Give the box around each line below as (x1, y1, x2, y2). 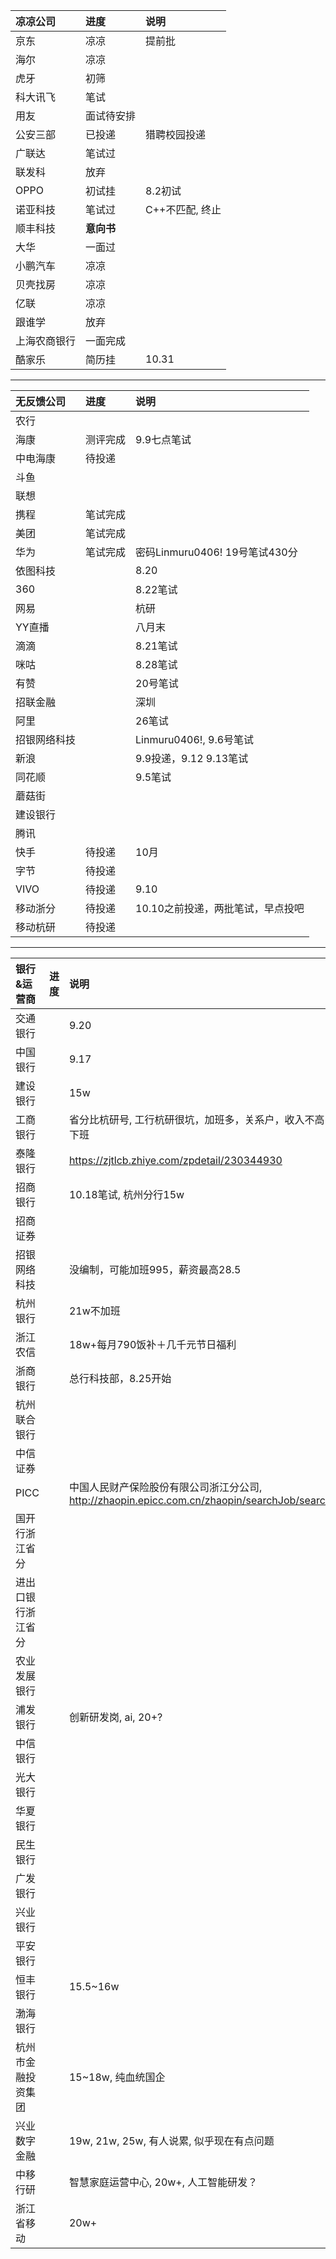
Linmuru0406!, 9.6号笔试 (135, 733, 255, 746)
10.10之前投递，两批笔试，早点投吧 (135, 902, 305, 915)
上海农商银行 (15, 334, 77, 348)
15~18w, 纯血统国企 (68, 2070, 166, 2084)
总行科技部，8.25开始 (68, 1372, 172, 1385)
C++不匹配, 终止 (145, 203, 222, 216)
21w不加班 (68, 1304, 121, 1318)
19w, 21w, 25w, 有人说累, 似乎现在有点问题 (68, 2134, 275, 2148)
